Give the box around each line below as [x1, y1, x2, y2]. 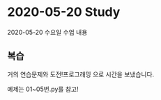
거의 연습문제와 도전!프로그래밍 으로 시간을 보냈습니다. [7, 70, 155, 78]
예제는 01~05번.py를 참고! [7, 85, 79, 93]
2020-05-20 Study [7, 4, 121, 20]
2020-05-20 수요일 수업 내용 [7, 28, 88, 36]
